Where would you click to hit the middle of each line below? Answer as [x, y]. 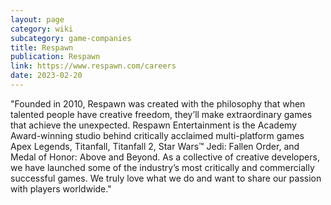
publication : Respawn [55, 57]
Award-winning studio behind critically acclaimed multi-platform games [157, 135]
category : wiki [42, 29]
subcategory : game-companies [71, 38]
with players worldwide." [61, 188]
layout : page [37, 19]
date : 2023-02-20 [46, 76]
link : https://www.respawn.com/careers [93, 66]
